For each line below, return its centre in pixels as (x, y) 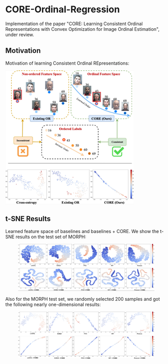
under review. (20, 34)
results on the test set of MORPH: (51, 237)
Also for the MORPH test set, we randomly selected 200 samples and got (83, 299)
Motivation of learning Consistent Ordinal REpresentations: (67, 63)
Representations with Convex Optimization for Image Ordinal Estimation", (82, 29)
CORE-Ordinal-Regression (63, 9)
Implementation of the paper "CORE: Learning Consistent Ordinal (74, 24)
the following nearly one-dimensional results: (53, 304)
